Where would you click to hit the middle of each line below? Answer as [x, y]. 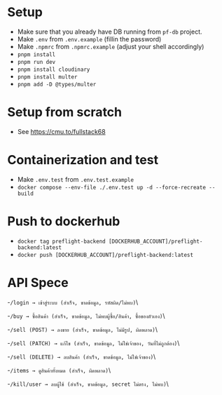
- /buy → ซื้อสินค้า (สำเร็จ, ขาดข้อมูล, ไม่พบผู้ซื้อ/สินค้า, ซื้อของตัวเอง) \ [86, 316]
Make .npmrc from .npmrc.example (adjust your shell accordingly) [111, 46]
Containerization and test [83, 160]
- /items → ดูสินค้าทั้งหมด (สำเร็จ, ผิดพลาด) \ [59, 370]
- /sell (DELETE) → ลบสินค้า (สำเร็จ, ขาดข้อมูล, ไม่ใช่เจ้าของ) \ [82, 356]
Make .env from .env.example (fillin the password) [89, 39]
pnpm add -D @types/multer [57, 84]
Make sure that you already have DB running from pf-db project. [110, 32]
